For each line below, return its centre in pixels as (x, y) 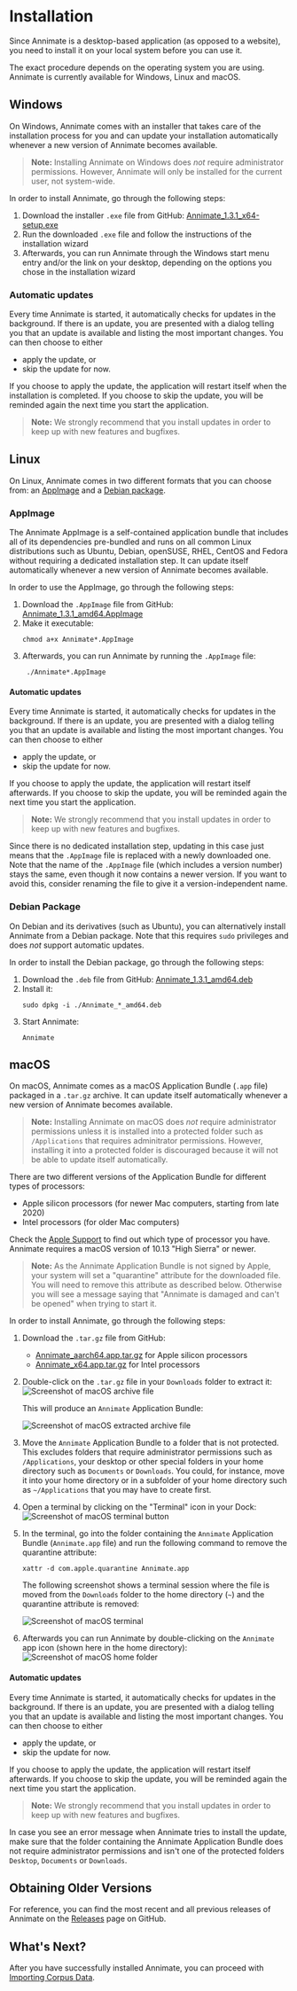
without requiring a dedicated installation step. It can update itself (129, 561)
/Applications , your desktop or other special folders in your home (143, 1462)
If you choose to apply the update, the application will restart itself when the (148, 386)
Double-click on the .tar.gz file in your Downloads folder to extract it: (147, 1382)
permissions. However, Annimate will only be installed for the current (156, 171)
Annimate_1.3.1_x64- (223, 215)
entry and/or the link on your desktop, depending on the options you (147, 262)
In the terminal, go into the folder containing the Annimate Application (148, 1534)
